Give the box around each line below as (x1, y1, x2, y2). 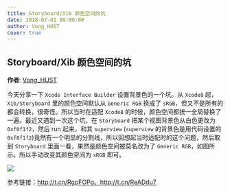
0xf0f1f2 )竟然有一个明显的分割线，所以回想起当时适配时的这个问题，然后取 (7, 133, 221, 141)
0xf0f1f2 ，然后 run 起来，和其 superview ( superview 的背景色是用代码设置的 (7, 125, 222, 133)
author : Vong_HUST (7, 23, 60, 30)
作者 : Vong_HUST (7, 76, 57, 84)
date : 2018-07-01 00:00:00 (7, 16, 84, 23)
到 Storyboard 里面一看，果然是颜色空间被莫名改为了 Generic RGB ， (7, 142, 198, 150)
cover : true (7, 29, 41, 36)
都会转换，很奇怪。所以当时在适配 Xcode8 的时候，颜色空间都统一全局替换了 (7, 108, 222, 116)
